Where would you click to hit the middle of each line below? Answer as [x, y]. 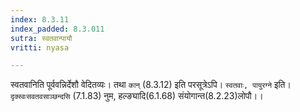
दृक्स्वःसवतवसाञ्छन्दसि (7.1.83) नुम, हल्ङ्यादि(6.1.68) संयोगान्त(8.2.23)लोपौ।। [137, 96]
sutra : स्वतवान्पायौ [41, 38]
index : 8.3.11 [40, 19]
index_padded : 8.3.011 [57, 29]
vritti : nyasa [40, 47]
